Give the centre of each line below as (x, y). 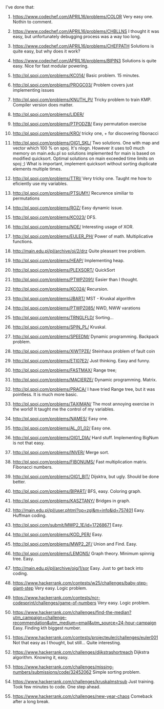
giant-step (23, 588)
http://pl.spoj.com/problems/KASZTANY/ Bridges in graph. (72, 501)
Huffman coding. (30, 515)
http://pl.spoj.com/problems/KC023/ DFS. (54, 217)
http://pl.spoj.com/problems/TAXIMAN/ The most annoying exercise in (83, 404)
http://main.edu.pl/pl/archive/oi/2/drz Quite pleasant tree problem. (79, 251)
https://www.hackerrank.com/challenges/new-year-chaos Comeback (82, 696)
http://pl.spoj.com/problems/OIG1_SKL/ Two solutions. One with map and (86, 143)
